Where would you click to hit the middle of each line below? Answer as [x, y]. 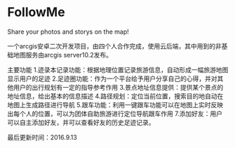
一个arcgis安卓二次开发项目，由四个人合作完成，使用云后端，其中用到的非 [115, 46]
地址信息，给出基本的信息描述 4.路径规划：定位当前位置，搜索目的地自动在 [115, 96]
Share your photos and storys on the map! [68, 32]
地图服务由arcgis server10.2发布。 [63, 55]
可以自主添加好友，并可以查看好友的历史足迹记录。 [81, 122]
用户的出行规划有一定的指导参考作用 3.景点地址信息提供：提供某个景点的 [118, 87]
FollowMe [36, 12]
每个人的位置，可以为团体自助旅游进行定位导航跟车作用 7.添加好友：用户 [118, 114]
